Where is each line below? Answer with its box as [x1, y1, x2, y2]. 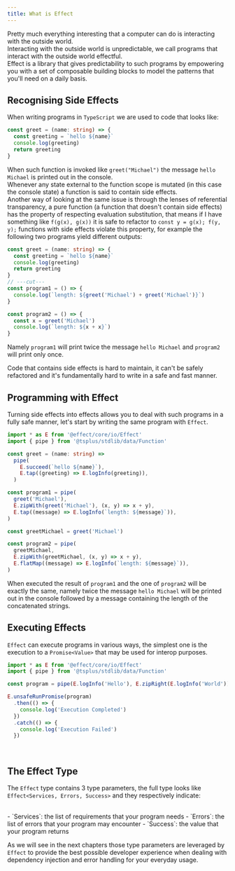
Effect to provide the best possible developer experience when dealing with [7, 849, 227, 857]
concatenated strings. [7, 601, 71, 610]
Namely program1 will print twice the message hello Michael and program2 [7, 343, 220, 351]
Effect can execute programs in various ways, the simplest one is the [7, 640, 208, 649]
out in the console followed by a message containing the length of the [7, 594, 208, 603]
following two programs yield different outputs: [7, 232, 143, 240]
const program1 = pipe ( [7, 489, 77, 496]
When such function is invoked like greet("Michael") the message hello [7, 165, 216, 174]
